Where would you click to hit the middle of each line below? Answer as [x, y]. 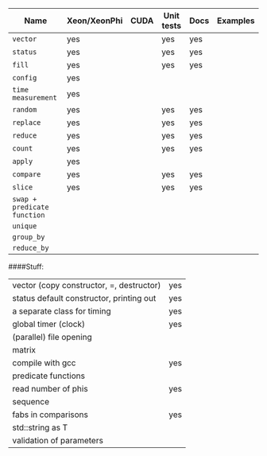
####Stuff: [26, 267]
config [25, 78]
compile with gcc [44, 363]
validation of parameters [58, 440]
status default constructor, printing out [84, 298]
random [25, 109]
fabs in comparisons [50, 415]
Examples [236, 21]
